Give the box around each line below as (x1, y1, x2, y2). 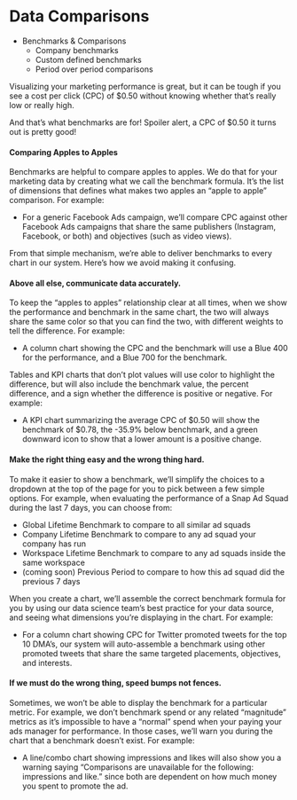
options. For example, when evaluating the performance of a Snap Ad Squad (9, 492, 289, 503)
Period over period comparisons (35, 64, 153, 75)
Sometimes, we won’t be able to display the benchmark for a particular (9, 697, 268, 708)
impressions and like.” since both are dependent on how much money (21, 771, 277, 781)
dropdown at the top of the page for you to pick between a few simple (9, 483, 265, 494)
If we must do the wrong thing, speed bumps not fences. (9, 678, 222, 688)
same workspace (21, 557, 86, 568)
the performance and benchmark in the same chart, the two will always (9, 307, 270, 318)
